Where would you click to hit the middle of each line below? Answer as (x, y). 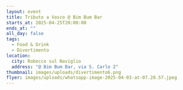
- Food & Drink (30, 45)
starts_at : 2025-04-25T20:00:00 (46, 22)
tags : (13, 39)
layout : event (24, 12)
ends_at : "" (21, 28)
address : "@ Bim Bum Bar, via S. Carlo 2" (65, 67)
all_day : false (25, 34)
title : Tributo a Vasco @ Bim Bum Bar (54, 17)
